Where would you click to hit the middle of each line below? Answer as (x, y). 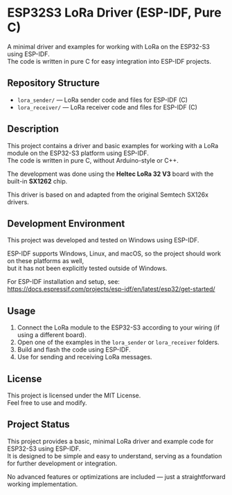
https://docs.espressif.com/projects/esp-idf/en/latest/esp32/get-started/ (111, 289)
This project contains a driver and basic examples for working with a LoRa (113, 145)
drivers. (18, 201)
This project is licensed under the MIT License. (74, 395)
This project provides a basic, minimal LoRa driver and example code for (110, 441)
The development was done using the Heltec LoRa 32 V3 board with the (110, 174)
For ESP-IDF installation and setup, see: (63, 282)
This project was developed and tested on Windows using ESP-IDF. (103, 240)
